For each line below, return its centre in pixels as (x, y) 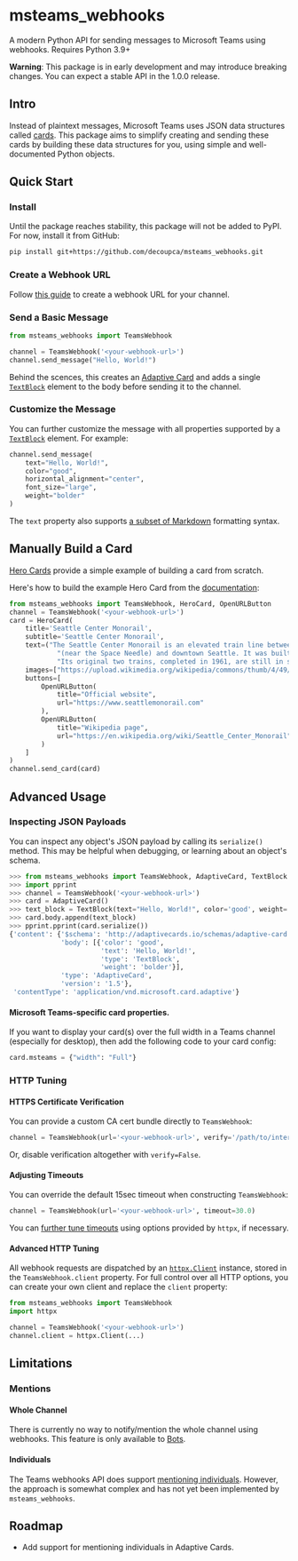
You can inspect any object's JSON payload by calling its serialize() (136, 841)
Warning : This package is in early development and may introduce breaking (148, 67)
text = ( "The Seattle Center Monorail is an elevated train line (145, 645)
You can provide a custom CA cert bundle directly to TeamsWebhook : (131, 1121)
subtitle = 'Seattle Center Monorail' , (95, 637)
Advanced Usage (58, 796)
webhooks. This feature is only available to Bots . (98, 1439)
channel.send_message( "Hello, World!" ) (83, 360)
